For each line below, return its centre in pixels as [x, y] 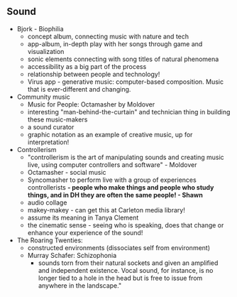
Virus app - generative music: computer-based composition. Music [126, 82]
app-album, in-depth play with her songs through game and [115, 44]
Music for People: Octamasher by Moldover [91, 104]
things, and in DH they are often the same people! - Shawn [115, 195]
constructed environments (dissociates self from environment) [119, 247]
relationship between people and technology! [94, 74]
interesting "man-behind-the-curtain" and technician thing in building [129, 112]
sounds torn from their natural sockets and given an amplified [128, 263]
